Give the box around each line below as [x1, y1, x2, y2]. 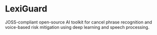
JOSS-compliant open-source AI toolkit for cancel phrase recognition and [5, 19, 153, 25]
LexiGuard [5, 3, 47, 14]
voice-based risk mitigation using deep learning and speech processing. [5, 24, 150, 30]
